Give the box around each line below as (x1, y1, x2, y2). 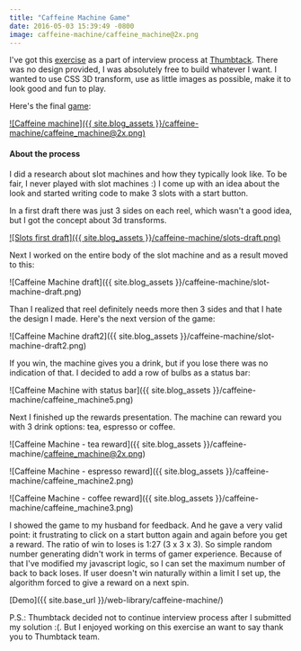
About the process (9, 148, 81, 158)
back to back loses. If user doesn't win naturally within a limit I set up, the (9, 567, 281, 578)
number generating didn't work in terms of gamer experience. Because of (9, 548, 283, 559)
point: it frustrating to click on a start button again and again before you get (9, 529, 288, 540)
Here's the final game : (9, 101, 92, 112)
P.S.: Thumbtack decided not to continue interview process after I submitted (9, 611, 292, 622)
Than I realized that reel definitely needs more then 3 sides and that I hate (9, 303, 283, 314)
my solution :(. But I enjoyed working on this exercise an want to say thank (9, 621, 284, 632)
